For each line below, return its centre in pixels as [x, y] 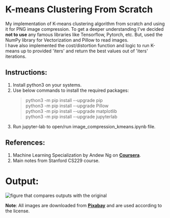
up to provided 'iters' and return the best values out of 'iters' [84, 51]
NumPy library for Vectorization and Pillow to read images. [67, 40]
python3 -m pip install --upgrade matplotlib [71, 111]
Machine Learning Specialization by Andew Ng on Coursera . [77, 155]
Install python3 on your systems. [47, 85]
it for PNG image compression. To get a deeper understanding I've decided [84, 29]
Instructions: [26, 73]
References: [25, 143]
